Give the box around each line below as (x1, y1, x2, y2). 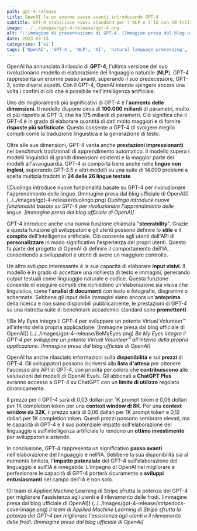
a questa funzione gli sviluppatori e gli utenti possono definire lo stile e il (6, 226, 182, 233)
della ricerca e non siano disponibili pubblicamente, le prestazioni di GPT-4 (6, 300, 188, 307)
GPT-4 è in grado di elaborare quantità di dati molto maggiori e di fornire (6, 118, 181, 125)
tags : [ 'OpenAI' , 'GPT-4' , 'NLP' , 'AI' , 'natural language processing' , (6, 47, 188, 53)
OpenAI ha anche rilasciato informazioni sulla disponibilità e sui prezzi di (6, 354, 183, 361)
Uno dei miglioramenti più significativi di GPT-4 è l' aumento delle (6, 99, 164, 106)
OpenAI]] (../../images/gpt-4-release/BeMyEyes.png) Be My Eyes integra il (6, 330, 186, 337)
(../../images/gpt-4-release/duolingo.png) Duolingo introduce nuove (6, 196, 170, 203)
